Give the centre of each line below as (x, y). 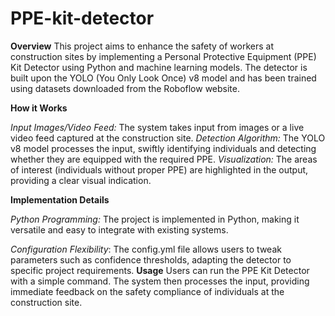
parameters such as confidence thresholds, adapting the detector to (151, 259)
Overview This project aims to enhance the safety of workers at (142, 46)
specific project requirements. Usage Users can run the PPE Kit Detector (160, 270)
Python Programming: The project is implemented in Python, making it (155, 219)
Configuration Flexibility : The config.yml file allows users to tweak (146, 249)
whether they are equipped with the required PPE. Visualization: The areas (164, 159)
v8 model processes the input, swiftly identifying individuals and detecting (163, 148)
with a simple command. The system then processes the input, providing (160, 281)
